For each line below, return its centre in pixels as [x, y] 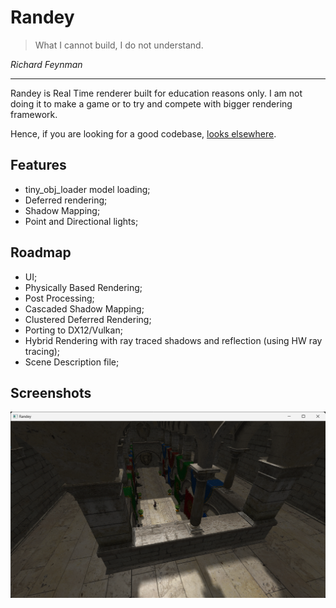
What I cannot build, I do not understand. [119, 45]
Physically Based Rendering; [83, 287]
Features [38, 165]
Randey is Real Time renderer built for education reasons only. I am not [156, 93]
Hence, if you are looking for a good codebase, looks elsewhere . [143, 133]
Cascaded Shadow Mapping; [84, 308]
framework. [34, 114]
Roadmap [41, 252]
